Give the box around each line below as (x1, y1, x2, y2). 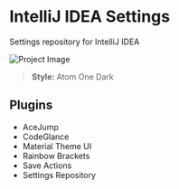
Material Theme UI (22, 140, 92, 151)
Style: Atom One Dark (31, 71, 115, 82)
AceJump (22, 121, 59, 132)
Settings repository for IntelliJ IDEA (9, 36, 140, 47)
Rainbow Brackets (22, 150, 90, 161)
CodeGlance (22, 131, 70, 142)
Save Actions (22, 160, 72, 171)
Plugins (9, 98, 53, 113)
